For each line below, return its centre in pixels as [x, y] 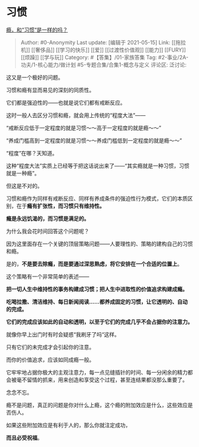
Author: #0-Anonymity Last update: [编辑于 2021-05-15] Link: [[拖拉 [103, 42]
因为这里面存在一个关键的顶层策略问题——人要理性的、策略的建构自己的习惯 [99, 244]
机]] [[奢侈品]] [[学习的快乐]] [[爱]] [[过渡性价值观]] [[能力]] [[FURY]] [103, 50]
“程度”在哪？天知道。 [32, 153]
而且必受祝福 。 [24, 437]
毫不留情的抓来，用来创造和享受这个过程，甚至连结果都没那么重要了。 [102, 380]
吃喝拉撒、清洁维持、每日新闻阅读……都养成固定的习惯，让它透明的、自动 [97, 301]
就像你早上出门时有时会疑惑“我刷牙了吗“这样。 [63, 334]
